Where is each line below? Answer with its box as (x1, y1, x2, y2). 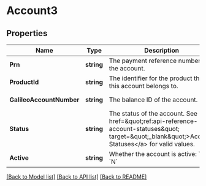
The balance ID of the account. (109, 95, 198, 104)
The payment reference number (109, 56, 201, 65)
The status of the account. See (109, 110, 198, 117)
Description (143, 46, 180, 54)
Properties (6, 28, 48, 39)
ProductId (9, 78, 39, 86)
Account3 (6, 4, 58, 18)
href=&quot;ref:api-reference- (109, 117, 198, 125)
